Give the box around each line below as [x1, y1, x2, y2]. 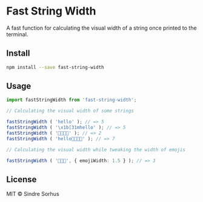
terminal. [6, 30, 28, 37]
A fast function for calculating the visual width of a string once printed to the [6, 24, 197, 31]
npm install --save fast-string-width [6, 64, 104, 70]
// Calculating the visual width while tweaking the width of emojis [6, 146, 186, 152]
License [6, 174, 37, 184]
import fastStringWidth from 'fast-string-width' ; [6, 97, 137, 103]
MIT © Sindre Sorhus [6, 191, 59, 198]
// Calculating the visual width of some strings [6, 108, 135, 114]
